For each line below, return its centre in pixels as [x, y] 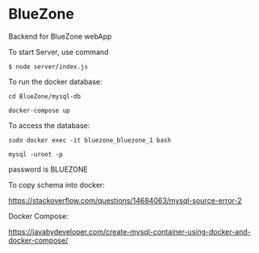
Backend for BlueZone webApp [60, 36]
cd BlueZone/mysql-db [45, 96]
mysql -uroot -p [36, 154]
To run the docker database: [55, 81]
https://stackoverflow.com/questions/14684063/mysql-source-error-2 [125, 200]
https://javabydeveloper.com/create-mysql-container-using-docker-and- [130, 231]
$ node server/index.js [48, 66]
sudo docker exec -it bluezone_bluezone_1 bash [90, 140]
